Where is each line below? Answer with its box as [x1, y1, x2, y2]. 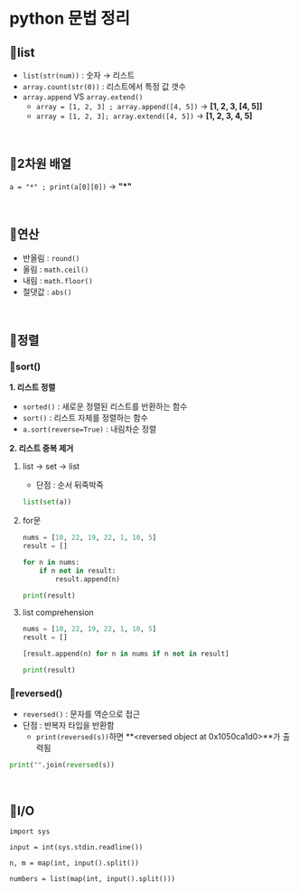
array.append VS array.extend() [22, 91, 144, 102]
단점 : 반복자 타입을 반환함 [22, 720, 115, 731]
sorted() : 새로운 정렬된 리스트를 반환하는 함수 [22, 401, 188, 412]
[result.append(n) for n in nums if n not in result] [22, 649, 229, 659]
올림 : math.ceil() [22, 264, 89, 274]
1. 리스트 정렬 [9, 382, 56, 393]
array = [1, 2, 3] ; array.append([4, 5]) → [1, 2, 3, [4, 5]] [35, 101, 263, 111]
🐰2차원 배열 [9, 156, 72, 172]
